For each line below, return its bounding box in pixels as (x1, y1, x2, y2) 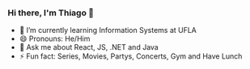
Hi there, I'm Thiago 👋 (7, 7, 95, 18)
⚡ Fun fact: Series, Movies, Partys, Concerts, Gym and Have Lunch (19, 51, 243, 61)
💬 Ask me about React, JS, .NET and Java (19, 43, 159, 52)
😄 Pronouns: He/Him (19, 34, 91, 43)
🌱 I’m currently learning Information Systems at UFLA (19, 26, 197, 35)
